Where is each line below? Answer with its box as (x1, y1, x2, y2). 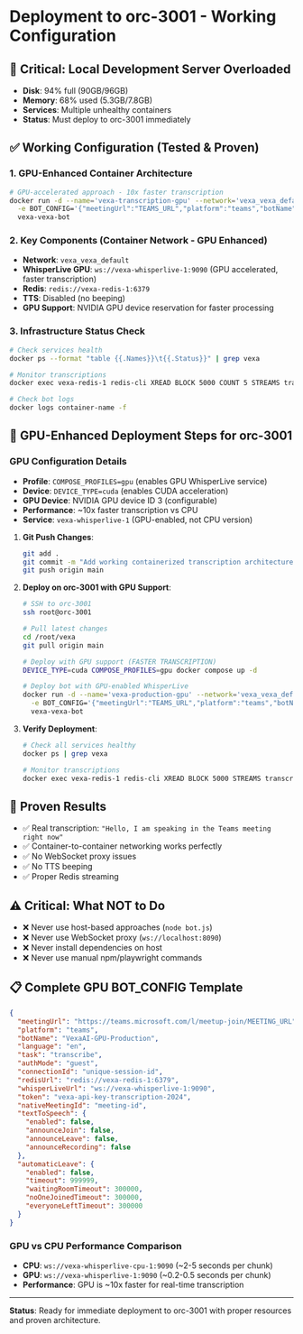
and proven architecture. (9, 1314, 101, 1325)
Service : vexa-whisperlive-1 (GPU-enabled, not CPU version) (22, 514, 253, 525)
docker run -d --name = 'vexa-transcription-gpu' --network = (9, 196, 236, 205)
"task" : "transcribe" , (17, 1051, 103, 1060)
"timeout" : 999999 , (25, 1176, 99, 1185)
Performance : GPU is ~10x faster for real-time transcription (22, 1279, 244, 1290)
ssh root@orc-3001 (22, 608, 92, 617)
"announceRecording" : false (25, 1143, 131, 1152)
